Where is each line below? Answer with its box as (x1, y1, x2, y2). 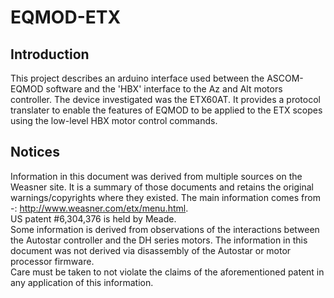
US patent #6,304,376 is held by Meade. (10, 212, 177, 225)
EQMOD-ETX (10, 6, 122, 29)
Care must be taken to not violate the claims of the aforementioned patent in (10, 266, 325, 278)
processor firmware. (10, 255, 95, 267)
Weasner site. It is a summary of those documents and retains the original (10, 181, 314, 193)
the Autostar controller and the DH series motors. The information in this (10, 234, 308, 246)
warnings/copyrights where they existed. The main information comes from (10, 191, 321, 203)
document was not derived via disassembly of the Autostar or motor (10, 244, 292, 256)
